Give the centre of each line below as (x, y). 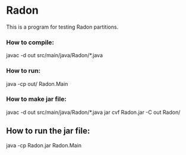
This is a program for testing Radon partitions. (62, 27)
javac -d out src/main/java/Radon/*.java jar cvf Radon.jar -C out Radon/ (93, 112)
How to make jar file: (36, 99)
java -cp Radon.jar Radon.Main (44, 145)
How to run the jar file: (48, 131)
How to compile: (30, 42)
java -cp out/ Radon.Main (37, 83)
